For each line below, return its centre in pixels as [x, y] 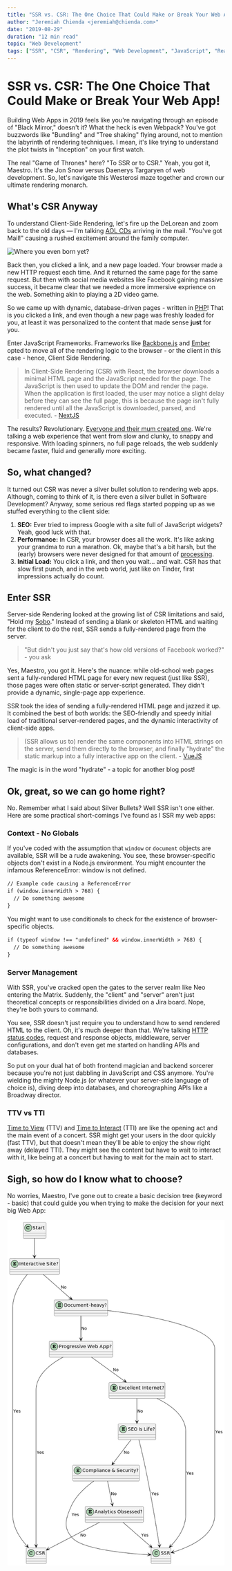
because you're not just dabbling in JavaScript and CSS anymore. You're [110, 1073]
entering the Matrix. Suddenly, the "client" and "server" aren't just [101, 994]
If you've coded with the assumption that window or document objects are [109, 848]
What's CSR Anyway [52, 206]
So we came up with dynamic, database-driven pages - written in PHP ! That [115, 307]
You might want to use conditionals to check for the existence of [99, 919]
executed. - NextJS [51, 415]
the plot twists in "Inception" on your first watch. [76, 149]
